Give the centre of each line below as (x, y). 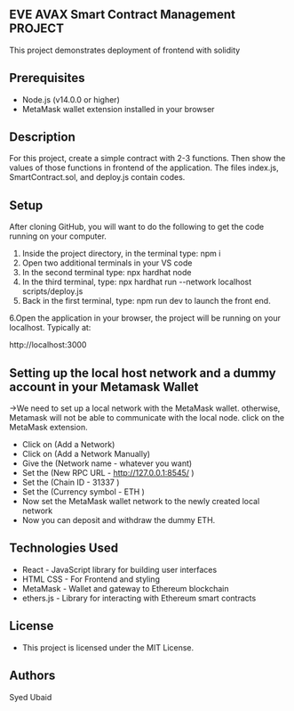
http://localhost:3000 (48, 345)
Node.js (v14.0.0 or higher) (71, 99)
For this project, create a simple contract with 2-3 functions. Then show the (147, 159)
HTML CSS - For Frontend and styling (91, 579)
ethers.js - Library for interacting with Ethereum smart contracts (139, 598)
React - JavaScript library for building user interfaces (119, 569)
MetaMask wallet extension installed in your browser (118, 109)
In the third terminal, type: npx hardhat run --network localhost (137, 282)
